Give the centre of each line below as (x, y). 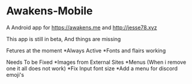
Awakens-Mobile (49, 11)
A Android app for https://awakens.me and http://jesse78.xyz (82, 27)
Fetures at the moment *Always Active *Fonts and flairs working (86, 50)
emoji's (15, 74)
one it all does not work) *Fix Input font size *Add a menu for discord (92, 68)
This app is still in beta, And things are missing (64, 39)
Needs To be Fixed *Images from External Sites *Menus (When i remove (96, 62)
